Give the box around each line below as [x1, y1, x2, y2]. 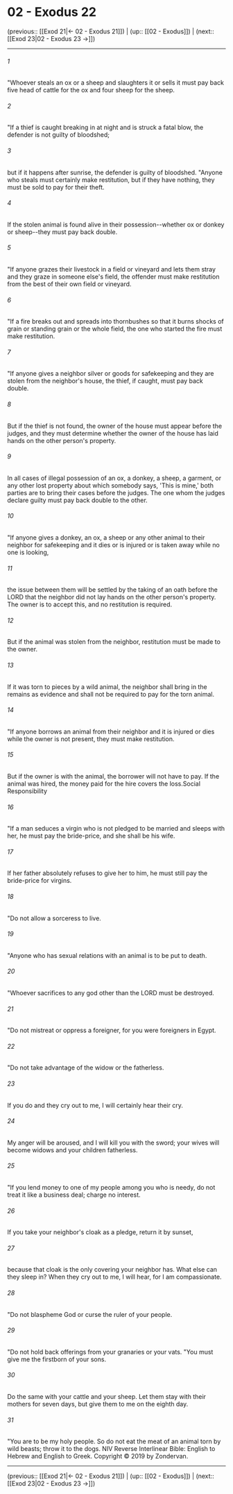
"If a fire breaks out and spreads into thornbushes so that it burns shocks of [7, 317, 224, 326]
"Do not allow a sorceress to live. [7, 914, 102, 922]
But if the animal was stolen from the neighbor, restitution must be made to [7, 638, 221, 646]
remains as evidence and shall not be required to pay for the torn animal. [7, 690, 215, 698]
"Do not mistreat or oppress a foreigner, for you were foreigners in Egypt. [7, 1026, 216, 1035]
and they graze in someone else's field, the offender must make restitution [7, 272, 220, 281]
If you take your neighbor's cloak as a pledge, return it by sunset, [7, 1228, 193, 1236]
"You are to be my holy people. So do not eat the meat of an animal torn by [7, 1437, 221, 1445]
